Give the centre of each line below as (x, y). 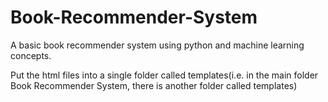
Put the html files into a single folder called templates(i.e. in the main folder (164, 75)
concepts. (31, 55)
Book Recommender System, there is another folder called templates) (154, 85)
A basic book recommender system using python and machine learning (157, 45)
